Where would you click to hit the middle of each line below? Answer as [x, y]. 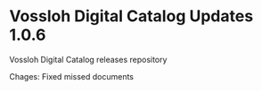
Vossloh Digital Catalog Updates [131, 16]
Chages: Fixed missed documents [72, 76]
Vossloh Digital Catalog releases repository [88, 59]
